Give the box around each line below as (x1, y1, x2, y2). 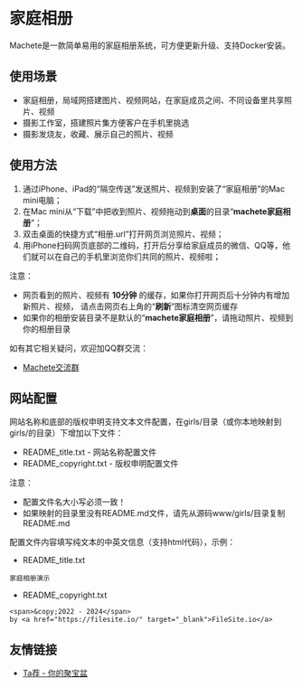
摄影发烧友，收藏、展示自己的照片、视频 (22, 128, 174, 139)
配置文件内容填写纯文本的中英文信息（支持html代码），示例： (9, 537, 236, 548)
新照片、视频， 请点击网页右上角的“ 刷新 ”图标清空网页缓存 (22, 300, 239, 312)
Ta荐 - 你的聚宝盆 (22, 668, 88, 679)
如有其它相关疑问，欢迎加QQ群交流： (9, 343, 149, 353)
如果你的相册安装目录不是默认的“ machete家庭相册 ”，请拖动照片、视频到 (22, 312, 294, 323)
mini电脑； (22, 194, 63, 205)
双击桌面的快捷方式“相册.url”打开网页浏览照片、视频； (22, 228, 224, 240)
